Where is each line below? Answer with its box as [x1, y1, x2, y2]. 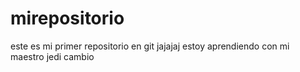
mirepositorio [10, 7, 125, 30]
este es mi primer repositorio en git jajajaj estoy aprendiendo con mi [10, 40, 290, 52]
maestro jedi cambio [10, 50, 95, 62]
